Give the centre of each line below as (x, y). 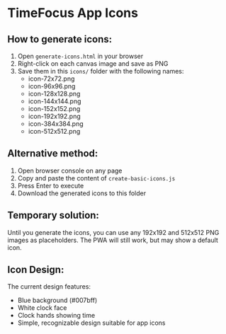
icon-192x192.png (55, 116)
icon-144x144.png (55, 101)
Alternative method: (53, 154)
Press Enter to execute (51, 185)
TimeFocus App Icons (73, 13)
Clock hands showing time (56, 316)
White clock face (42, 308)
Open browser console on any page (70, 171)
